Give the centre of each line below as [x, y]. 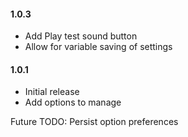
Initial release [52, 92]
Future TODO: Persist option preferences [94, 122]
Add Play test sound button [81, 36]
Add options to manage [73, 102]
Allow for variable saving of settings [98, 47]
